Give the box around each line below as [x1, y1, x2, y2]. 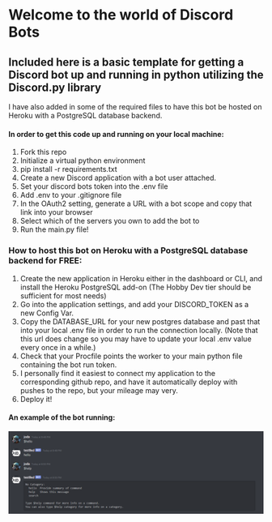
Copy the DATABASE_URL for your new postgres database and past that [19, 316, 261, 326]
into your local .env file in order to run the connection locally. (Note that [19, 325, 258, 335]
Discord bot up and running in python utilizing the [8, 67, 264, 82]
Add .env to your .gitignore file [19, 190, 122, 200]
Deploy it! [19, 394, 53, 404]
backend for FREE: [8, 255, 83, 267]
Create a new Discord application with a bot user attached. [19, 173, 217, 183]
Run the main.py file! [19, 225, 89, 234]
